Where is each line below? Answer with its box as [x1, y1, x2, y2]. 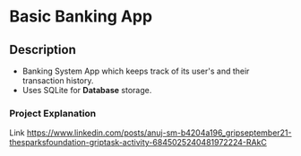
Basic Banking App [9, 6, 153, 27]
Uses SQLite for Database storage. [21, 85, 152, 95]
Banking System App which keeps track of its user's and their [21, 65, 250, 76]
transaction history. [21, 75, 94, 86]
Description [9, 42, 76, 57]
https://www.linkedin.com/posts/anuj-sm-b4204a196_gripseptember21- [26, 127, 292, 138]
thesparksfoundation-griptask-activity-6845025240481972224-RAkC [9, 137, 267, 148]
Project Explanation [9, 107, 97, 119]
